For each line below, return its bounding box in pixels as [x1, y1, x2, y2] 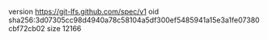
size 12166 [47, 24, 82, 33]
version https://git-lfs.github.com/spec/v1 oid [8, 7, 160, 16]
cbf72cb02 [8, 24, 46, 33]
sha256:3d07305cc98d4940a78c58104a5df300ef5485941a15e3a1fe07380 [8, 15, 261, 25]
